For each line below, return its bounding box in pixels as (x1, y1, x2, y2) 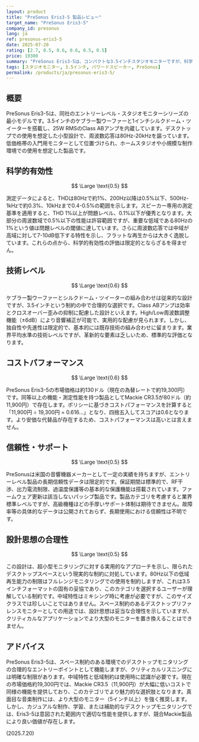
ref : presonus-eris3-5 (6, 36, 62, 42)
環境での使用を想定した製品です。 (6, 147, 89, 155)
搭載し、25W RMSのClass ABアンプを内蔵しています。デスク (31, 125, 181, 132)
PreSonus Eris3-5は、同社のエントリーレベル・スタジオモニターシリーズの (6, 110, 189, 117)
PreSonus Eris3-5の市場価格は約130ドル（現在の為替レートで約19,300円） (6, 386, 188, 393)
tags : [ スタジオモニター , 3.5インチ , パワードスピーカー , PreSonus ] (6, 64, 161, 70)
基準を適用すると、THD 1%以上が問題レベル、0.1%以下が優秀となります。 (6, 209, 187, 216)
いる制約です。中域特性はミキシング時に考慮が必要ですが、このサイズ (21, 593, 192, 600)
